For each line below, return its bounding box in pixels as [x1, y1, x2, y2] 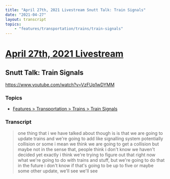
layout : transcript [5, 17, 47, 22]
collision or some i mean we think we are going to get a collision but [17, 140, 159, 147]
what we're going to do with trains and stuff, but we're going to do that [17, 157, 165, 163]
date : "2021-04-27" [5, 12, 47, 17]
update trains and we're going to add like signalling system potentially [17, 135, 163, 141]
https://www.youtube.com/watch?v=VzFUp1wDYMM [5, 82, 115, 88]
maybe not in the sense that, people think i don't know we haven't [17, 146, 155, 152]
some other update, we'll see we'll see [17, 168, 98, 174]
